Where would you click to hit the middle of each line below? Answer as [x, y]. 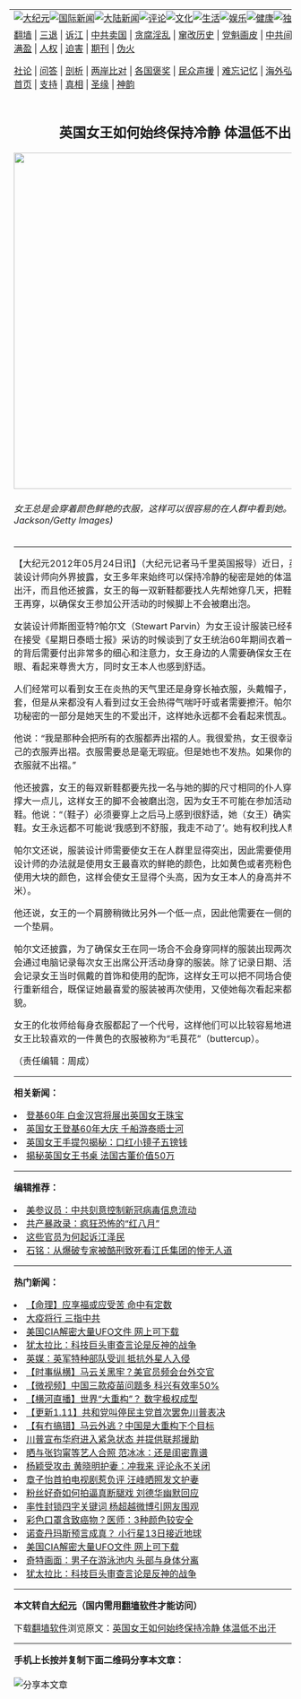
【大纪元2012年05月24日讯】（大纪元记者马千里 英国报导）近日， [151, 564]
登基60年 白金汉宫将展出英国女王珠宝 [105, 1115]
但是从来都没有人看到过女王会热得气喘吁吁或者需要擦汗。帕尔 [162, 703]
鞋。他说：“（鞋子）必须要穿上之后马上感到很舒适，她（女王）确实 [153, 815]
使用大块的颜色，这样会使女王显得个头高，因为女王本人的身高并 [149, 878]
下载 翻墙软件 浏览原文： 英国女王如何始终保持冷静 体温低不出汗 [145, 1628]
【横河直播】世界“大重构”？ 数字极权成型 [112, 1400]
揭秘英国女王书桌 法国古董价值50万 [101, 1156]
